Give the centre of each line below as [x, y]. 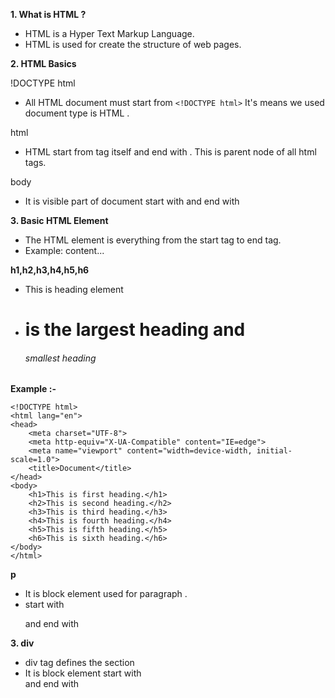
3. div [22, 643]
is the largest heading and [135, 330]
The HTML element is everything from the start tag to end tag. [153, 240]
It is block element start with [83, 673]
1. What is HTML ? [48, 14]
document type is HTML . [77, 113]
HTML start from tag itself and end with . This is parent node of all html [170, 152]
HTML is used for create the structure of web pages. [133, 44]
